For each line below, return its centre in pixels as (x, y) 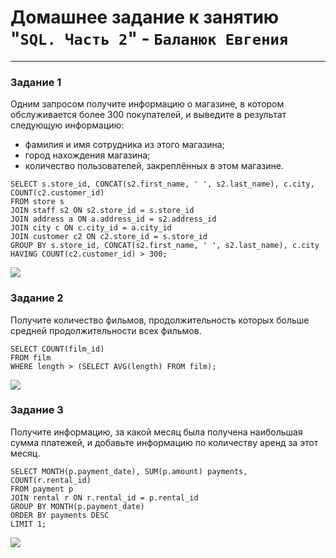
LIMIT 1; (28, 524)
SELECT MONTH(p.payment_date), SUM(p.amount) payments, (129, 471)
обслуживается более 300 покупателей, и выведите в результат (148, 115)
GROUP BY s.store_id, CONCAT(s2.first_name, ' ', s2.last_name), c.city (165, 246)
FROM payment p (42, 489)
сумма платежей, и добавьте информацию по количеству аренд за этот (164, 442)
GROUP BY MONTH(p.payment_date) (77, 506)
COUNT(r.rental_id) (51, 480)
